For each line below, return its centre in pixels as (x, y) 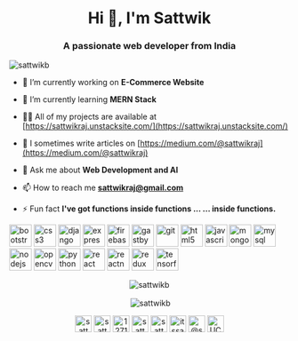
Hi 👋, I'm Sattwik (149, 18)
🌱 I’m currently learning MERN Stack (89, 99)
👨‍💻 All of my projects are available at (89, 117)
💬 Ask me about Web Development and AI (100, 170)
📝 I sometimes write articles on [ (81, 143)
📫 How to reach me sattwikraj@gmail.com (103, 188)
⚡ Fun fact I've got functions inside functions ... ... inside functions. (149, 209)
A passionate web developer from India (149, 46)
